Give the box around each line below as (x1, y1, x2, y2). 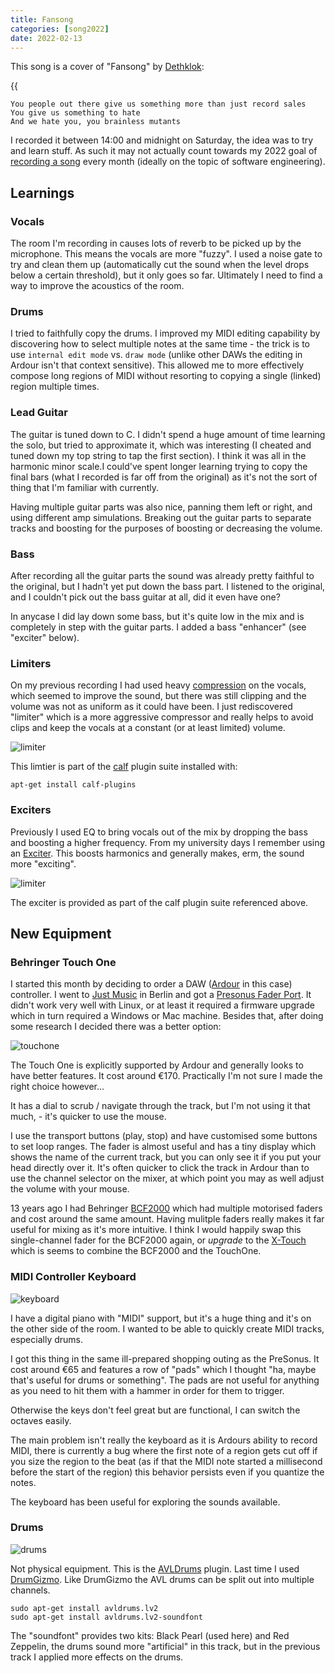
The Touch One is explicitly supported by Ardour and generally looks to (10, 1059, 304, 1071)
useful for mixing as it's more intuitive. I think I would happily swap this (10, 1224, 302, 1236)
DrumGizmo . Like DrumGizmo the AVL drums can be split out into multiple (10, 1573, 315, 1585)
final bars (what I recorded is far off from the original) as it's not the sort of (10, 471, 318, 483)
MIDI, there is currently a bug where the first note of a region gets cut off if (10, 1444, 318, 1456)
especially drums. (10, 1333, 83, 1345)
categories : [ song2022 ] (10, 24, 110, 34)
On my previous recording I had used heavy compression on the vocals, (10, 679, 307, 691)
